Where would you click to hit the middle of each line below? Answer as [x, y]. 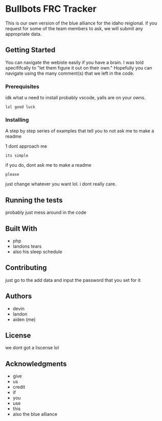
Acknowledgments [36, 364]
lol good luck [20, 107]
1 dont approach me [26, 146]
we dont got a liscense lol [32, 348]
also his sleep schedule [37, 252]
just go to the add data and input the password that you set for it [73, 280]
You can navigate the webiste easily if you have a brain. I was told [75, 62]
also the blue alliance [35, 414]
